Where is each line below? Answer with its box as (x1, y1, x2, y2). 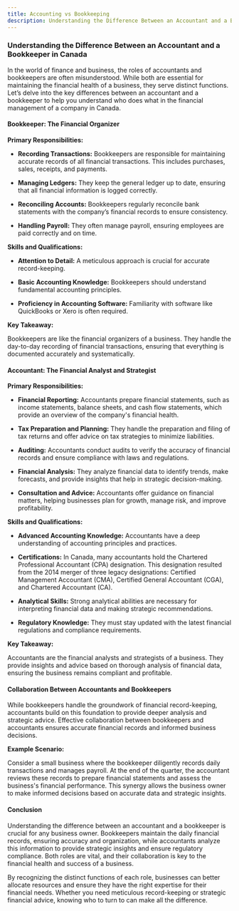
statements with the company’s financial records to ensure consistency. (17, 207, 228, 216)
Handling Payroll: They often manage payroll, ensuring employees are (17, 222, 224, 230)
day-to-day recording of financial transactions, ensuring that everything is (7, 342, 224, 350)
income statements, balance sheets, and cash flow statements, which (17, 403, 222, 412)
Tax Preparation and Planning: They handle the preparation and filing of (17, 425, 230, 433)
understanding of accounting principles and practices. (17, 539, 177, 547)
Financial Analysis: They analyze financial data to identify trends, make (17, 468, 229, 476)
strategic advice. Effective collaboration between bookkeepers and (7, 716, 204, 724)
